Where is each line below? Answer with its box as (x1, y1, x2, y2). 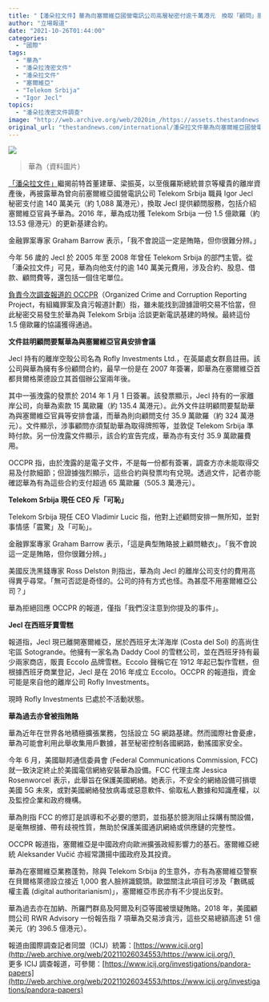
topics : (8, 101, 34, 109)
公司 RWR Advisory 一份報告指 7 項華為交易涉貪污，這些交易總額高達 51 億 (14, 913, 261, 923)
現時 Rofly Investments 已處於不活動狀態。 (8, 694, 149, 703)
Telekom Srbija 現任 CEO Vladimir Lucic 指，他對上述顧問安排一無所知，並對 (8, 512, 260, 521)
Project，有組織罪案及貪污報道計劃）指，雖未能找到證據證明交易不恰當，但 (8, 300, 256, 309)
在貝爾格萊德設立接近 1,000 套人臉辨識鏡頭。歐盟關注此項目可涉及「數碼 (8, 876, 248, 886)
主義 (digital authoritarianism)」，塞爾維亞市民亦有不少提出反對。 (14, 886, 228, 895)
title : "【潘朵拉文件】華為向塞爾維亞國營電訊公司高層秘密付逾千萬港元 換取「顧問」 (8, 11, 258, 20)
